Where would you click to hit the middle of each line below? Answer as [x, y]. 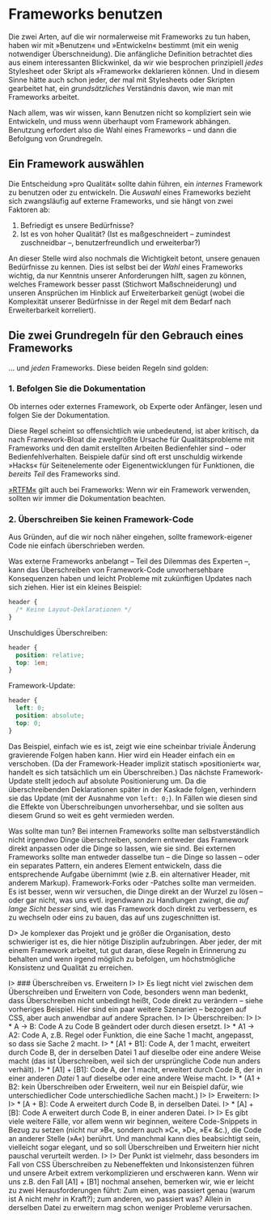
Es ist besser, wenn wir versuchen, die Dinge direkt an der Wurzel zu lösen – [136, 891]
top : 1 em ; [32, 662]
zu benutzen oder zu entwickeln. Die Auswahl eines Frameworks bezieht [129, 192]
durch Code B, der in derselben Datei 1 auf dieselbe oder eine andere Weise [135, 1052]
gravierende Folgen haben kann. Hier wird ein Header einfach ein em [122, 755]
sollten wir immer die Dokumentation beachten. [87, 498]
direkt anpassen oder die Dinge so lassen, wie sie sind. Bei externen [122, 848]
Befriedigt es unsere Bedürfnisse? [77, 225]
